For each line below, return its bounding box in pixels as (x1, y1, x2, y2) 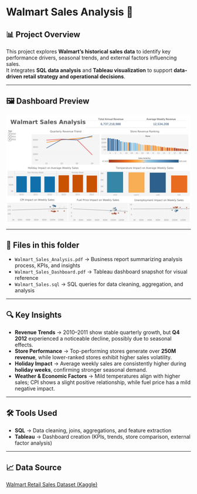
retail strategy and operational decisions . (23, 73, 126, 80)
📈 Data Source (6, 462, 62, 472)
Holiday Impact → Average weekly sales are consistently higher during (14, 360, 186, 367)
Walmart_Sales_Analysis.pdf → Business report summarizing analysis (14, 255, 183, 262)
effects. (14, 341, 33, 348)
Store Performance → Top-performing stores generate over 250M (14, 347, 176, 355)
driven (6, 73, 22, 80)
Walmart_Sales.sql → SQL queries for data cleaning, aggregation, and (14, 281, 184, 288)
